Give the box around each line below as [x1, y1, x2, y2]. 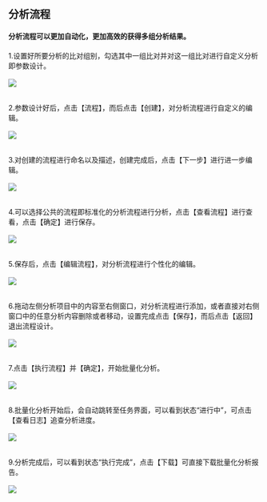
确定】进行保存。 [42, 217, 100, 227]
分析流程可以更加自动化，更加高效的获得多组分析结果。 [8, 31, 190, 41]
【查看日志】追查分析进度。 [8, 415, 100, 424]
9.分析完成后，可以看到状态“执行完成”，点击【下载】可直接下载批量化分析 [8, 457, 252, 467]
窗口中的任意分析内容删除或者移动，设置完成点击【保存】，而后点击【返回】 [8, 311, 257, 320]
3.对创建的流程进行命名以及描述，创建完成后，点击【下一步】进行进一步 [8, 155, 246, 164]
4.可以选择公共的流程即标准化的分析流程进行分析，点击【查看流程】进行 [8, 207, 246, 216]
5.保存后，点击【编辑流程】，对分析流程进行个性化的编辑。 [8, 259, 200, 268]
